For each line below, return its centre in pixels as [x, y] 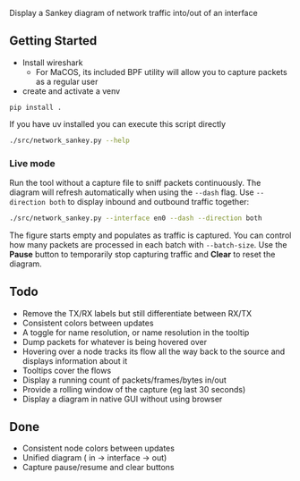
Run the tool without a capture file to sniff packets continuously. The [135, 182]
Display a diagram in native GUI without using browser [122, 399]
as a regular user [67, 81]
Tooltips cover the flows [67, 370]
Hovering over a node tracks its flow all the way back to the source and [154, 351]
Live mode [32, 163]
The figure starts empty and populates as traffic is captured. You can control [150, 235]
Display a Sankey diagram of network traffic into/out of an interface [133, 13]
